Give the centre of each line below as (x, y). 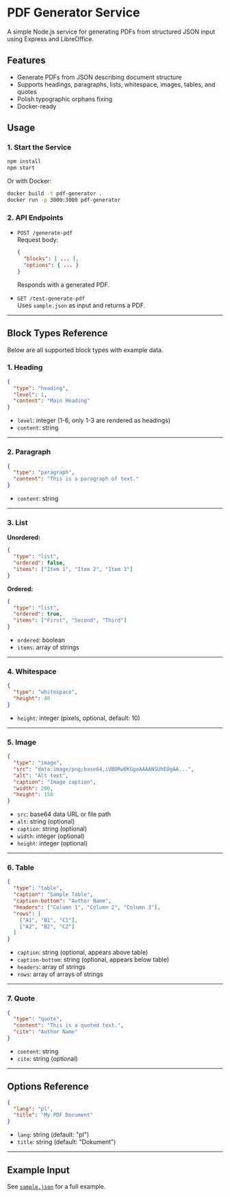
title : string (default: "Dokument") (66, 1142)
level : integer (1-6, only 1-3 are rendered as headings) (94, 421)
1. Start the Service (39, 148)
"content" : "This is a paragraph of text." (76, 479)
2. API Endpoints (35, 218)
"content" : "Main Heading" (52, 401)
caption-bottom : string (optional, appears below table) (93, 960)
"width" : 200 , (33, 788)
